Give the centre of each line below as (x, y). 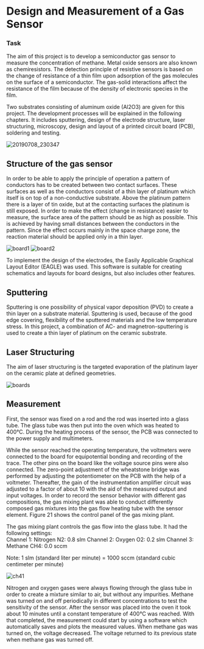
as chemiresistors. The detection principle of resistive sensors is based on (100, 69)
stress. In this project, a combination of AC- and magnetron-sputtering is (97, 326)
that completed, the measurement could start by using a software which (97, 620)
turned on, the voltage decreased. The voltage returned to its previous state (101, 633)
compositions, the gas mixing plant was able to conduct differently (90, 502)
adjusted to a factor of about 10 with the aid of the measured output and (97, 489)
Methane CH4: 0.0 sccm (37, 546)
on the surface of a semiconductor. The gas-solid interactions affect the (97, 82)
